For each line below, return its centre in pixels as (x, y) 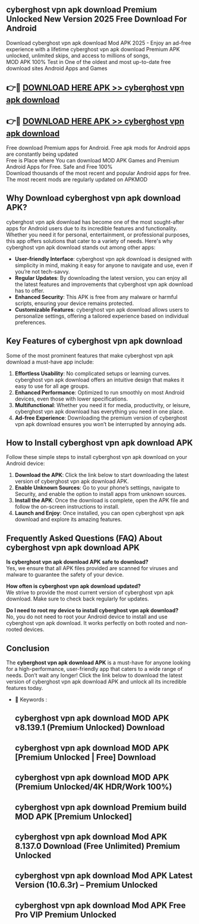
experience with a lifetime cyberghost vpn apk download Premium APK (93, 49)
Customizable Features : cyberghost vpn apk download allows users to (102, 309)
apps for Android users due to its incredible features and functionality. (92, 228)
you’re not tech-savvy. (42, 272)
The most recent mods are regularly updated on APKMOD (77, 180)
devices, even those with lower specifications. (71, 399)
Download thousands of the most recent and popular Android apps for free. (99, 173)
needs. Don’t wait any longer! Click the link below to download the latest (94, 675)
